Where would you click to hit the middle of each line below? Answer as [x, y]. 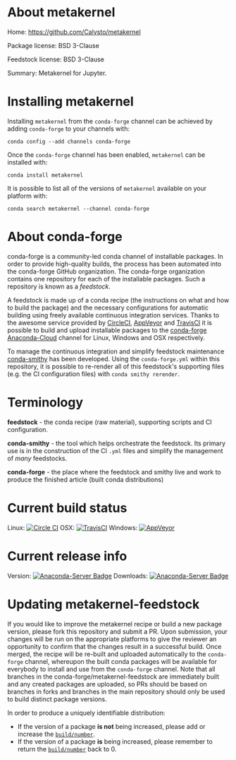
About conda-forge [65, 237]
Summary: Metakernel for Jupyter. [57, 73]
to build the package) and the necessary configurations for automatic [108, 308]
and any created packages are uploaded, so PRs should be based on [107, 684]
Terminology [45, 402]
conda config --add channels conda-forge [69, 141]
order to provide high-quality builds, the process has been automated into [114, 264]
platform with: [27, 196]
